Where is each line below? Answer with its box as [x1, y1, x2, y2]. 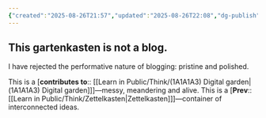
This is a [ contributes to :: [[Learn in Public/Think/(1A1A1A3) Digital [8, 77, 224, 87]
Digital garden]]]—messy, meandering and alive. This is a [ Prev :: [41, 86, 253, 95]
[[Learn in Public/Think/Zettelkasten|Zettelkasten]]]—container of [8, 94, 222, 104]
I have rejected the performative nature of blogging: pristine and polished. [8, 62, 249, 71]
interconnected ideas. [8, 102, 80, 112]
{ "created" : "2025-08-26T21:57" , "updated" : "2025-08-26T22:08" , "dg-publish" [8, 11, 260, 20]
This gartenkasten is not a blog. [8, 41, 168, 55]
